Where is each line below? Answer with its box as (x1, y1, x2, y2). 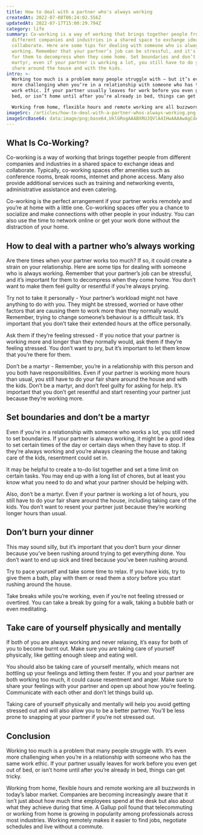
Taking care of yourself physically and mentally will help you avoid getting (6, 701, 190, 708)
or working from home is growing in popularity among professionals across (6, 810, 193, 817)
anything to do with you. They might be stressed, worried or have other (6, 301, 184, 308)
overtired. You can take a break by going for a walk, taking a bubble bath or (6, 599, 194, 606)
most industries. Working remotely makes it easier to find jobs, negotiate (6, 817, 187, 824)
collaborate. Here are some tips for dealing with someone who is (11, 43, 182, 49)
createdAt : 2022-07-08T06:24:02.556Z (6, 15, 101, 21)
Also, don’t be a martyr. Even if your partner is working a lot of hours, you (6, 490, 189, 498)
